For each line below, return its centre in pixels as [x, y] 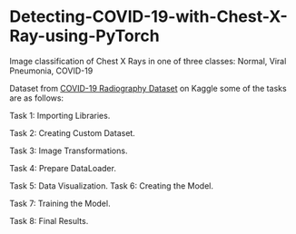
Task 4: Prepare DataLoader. [63, 168]
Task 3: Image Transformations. [69, 151]
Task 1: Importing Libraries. [60, 115]
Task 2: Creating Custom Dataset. [73, 132]
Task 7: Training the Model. [60, 203]
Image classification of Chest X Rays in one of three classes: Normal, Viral [148, 61]
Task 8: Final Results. [49, 220]
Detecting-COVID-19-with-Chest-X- [148, 17]
